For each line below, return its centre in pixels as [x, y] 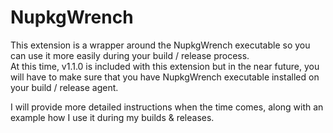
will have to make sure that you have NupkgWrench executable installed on [165, 77]
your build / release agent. [64, 87]
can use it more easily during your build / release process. [130, 55]
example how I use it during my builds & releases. [112, 117]
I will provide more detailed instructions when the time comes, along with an [167, 107]
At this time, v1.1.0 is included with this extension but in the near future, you [165, 66]
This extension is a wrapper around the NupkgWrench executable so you [160, 45]
